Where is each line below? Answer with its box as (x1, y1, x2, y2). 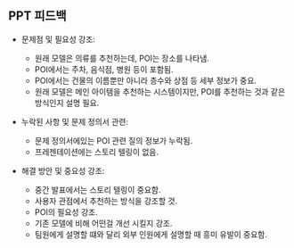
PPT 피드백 (8, 8, 68, 24)
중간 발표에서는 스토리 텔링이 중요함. (34, 184, 161, 194)
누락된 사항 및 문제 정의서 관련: (20, 116, 128, 127)
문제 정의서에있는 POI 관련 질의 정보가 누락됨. (34, 135, 193, 145)
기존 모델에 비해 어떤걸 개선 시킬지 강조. (34, 218, 173, 228)
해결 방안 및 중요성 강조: (20, 165, 105, 176)
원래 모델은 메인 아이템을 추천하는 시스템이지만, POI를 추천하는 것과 (34, 86, 269, 96)
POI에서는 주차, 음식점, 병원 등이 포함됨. (34, 63, 174, 74)
